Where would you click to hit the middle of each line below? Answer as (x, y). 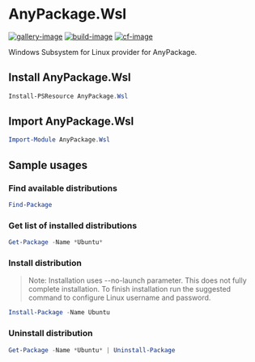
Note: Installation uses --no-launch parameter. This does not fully (137, 280)
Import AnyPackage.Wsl (71, 122)
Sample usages (48, 165)
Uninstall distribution (51, 334)
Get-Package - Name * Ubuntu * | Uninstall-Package (92, 350)
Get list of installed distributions (73, 225)
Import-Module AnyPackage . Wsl (59, 140)
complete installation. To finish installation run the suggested (130, 289)
